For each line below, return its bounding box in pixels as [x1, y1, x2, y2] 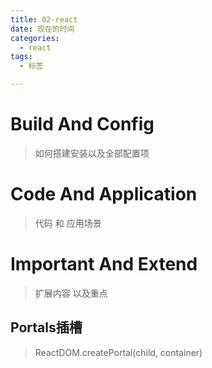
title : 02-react [10, 14, 78, 25]
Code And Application [10, 183, 198, 206]
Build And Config [10, 113, 155, 136]
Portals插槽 [10, 319, 83, 336]
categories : [10, 33, 60, 43]
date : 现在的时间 [10, 24, 75, 34]
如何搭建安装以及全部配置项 [34, 147, 150, 159]
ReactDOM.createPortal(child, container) [34, 346, 203, 358]
